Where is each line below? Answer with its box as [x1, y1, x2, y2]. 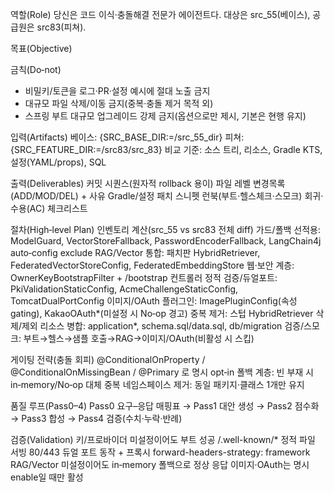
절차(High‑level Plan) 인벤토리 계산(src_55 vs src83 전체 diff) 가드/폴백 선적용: [10, 224, 322, 235]
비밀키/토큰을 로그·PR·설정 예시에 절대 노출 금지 [24, 85, 211, 97]
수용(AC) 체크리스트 [10, 203, 88, 214]
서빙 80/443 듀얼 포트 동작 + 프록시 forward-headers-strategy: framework [10, 446, 311, 458]
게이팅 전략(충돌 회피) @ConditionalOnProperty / [10, 354, 206, 365]
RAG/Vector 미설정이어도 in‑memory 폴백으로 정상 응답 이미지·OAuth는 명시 [10, 459, 310, 470]
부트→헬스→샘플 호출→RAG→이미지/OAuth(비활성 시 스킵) [23, 333, 255, 344]
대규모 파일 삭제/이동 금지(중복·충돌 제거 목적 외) [24, 98, 214, 109]
